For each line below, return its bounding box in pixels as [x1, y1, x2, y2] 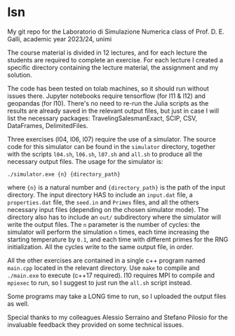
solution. [7, 71, 33, 79]
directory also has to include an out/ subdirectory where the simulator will [7, 213, 221, 221]
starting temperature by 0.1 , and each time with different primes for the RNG [7, 235, 229, 244]
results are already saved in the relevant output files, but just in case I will [7, 106, 220, 115]
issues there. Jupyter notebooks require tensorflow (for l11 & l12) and [7, 92, 206, 100]
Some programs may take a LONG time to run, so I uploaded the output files [7, 292, 227, 300]
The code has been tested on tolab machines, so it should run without [7, 84, 209, 92]
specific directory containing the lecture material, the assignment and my [7, 63, 219, 71]
